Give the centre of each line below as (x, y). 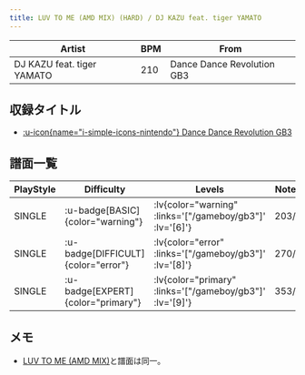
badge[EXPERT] (99, 291)
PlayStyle (35, 189)
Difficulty (105, 189)
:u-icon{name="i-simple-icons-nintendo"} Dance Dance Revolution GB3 (157, 132)
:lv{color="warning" (196, 205)
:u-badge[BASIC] (103, 210)
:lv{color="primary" (195, 280)
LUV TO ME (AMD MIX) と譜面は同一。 (94, 361)
